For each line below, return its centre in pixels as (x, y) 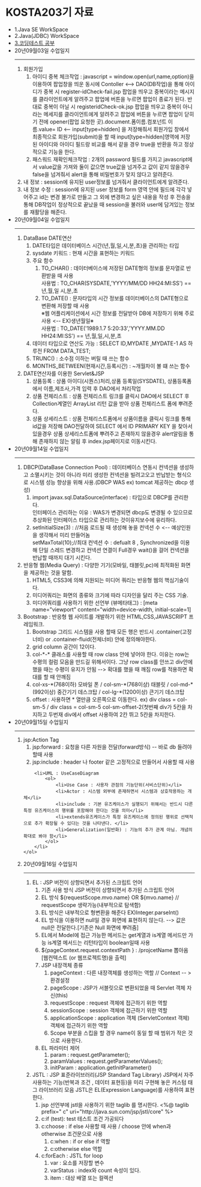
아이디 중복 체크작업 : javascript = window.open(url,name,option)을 (113, 76)
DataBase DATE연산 (47, 238)
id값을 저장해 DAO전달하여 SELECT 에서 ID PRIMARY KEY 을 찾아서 (112, 426)
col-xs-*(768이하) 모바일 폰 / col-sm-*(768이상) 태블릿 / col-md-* (112, 684)
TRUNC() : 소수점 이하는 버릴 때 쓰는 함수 (81, 358)
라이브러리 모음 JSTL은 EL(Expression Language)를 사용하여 (111, 1089)
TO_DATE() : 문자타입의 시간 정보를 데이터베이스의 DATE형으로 (115, 298)
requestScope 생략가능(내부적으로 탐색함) (91, 905)
